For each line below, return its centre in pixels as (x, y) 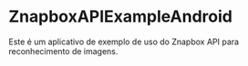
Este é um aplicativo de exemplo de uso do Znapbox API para (124, 42)
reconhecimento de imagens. (63, 51)
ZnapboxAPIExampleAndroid (121, 17)
